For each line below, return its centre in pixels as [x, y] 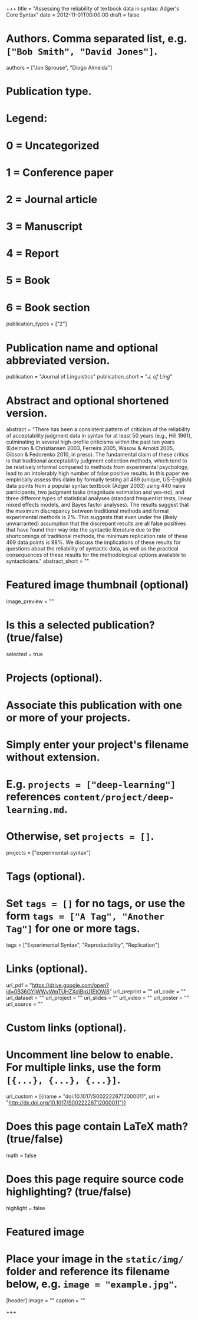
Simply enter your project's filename [98, 744]
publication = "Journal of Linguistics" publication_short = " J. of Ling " [89, 377]
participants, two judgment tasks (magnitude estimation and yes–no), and [95, 492]
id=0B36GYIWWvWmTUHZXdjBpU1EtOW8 [58, 991]
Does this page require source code [95, 1179]
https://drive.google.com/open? [70, 985]
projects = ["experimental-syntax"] [49, 852]
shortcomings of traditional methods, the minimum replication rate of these [97, 536]
